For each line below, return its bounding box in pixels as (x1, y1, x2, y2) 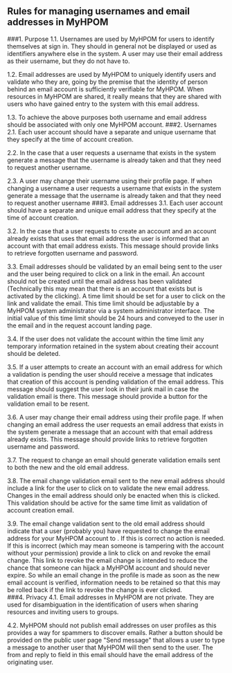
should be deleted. (7, 349, 61, 357)
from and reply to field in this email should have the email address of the (7, 650, 213, 658)
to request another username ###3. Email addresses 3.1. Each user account (7, 199, 223, 207)
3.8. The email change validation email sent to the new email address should (7, 476, 225, 485)
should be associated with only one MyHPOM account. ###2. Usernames (7, 120, 217, 129)
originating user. (7, 658, 54, 666)
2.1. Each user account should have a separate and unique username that (7, 127, 216, 136)
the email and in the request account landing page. (7, 321, 152, 330)
